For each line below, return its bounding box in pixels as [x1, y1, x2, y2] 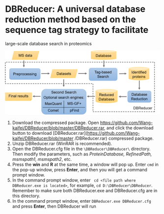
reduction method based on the [5, 14, 136, 25]
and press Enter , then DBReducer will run [12, 203, 97, 209]
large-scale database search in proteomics [5, 40, 92, 46]
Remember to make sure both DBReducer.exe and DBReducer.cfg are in [12, 187, 158, 193]
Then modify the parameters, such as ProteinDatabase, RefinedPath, [12, 151, 152, 157]
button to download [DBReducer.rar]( [12, 130, 87, 136]
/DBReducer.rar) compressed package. [74, 135, 154, 141]
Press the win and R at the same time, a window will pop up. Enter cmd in [12, 161, 159, 167]
